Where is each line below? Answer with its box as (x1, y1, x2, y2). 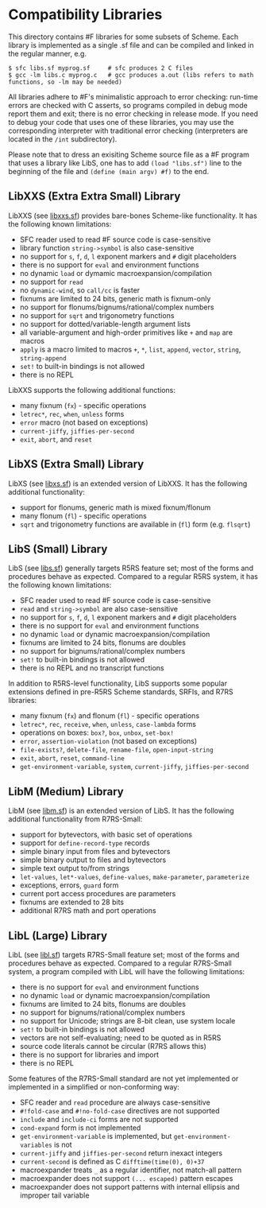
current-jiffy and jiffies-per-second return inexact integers (19, 1148, 223, 1158)
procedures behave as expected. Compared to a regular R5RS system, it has (8, 572, 258, 581)
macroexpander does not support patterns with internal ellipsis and (19, 1183, 240, 1191)
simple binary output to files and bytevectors (19, 855, 167, 864)
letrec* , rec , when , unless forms (19, 409, 125, 418)
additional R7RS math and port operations (19, 906, 156, 915)
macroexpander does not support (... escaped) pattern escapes (19, 1174, 233, 1183)
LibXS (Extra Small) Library (8, 457, 145, 471)
